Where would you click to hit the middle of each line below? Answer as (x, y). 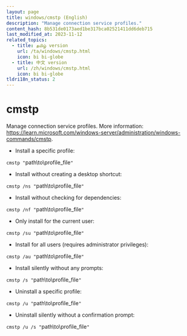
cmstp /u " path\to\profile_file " (44, 303)
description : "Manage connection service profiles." (74, 23)
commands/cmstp (29, 139)
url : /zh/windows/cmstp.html (54, 68)
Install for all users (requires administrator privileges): (82, 245)
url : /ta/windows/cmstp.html (54, 51)
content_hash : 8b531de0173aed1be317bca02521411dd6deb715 (80, 29)
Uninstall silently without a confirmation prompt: (75, 315)
